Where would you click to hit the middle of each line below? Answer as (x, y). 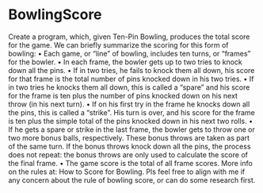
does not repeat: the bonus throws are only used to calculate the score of (128, 154)
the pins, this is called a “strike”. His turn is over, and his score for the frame (131, 112)
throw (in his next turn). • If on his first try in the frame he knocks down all (129, 104)
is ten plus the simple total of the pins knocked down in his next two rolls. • (131, 121)
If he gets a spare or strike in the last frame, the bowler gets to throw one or (131, 129)
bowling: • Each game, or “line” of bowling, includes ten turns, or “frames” (130, 53)
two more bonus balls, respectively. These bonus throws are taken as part (129, 137)
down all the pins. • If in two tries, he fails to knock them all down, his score (131, 70)
